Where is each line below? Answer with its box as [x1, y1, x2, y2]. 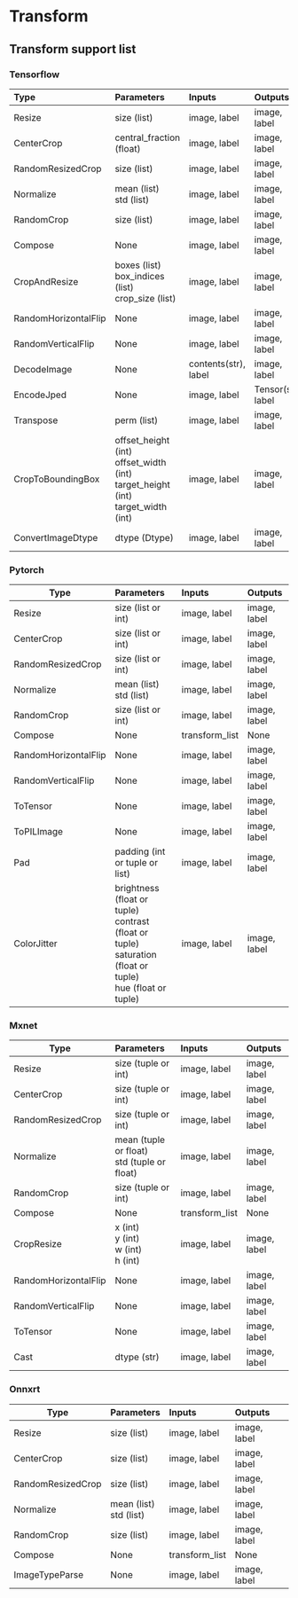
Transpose [13, 414, 59, 427]
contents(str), [188, 357, 247, 370]
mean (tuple [114, 1133, 166, 1146]
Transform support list [9, 42, 137, 57]
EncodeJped [13, 388, 67, 401]
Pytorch [9, 563, 44, 576]
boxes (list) [114, 259, 161, 271]
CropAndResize [13, 275, 79, 287]
